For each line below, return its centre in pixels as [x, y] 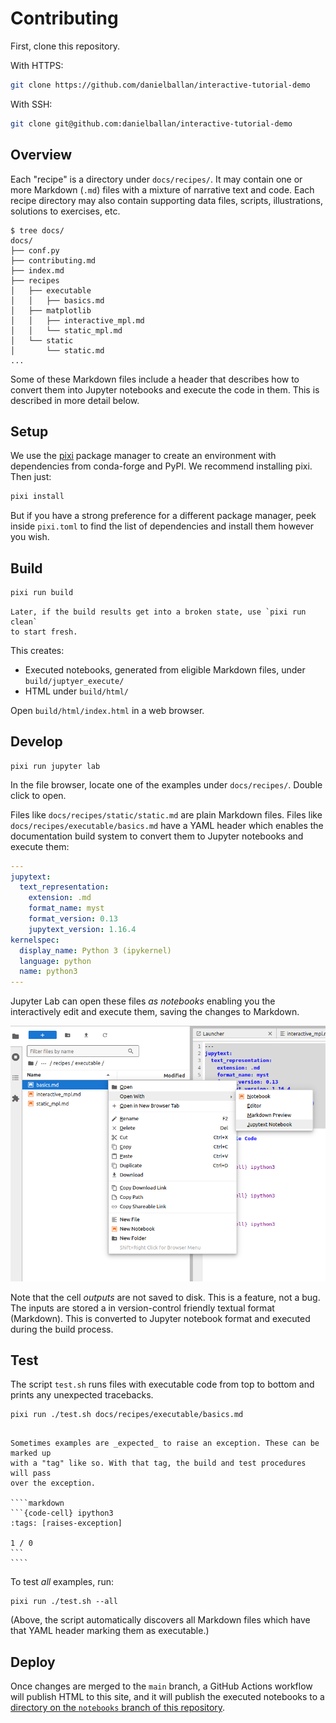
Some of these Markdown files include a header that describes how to [155, 379]
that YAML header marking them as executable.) [110, 1631]
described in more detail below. [75, 400]
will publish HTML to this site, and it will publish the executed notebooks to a [167, 1697]
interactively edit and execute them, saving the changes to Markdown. [155, 1012]
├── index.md [37, 270]
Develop [36, 742]
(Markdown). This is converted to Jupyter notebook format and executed [160, 1318]
